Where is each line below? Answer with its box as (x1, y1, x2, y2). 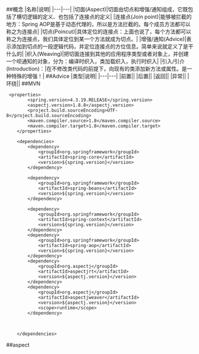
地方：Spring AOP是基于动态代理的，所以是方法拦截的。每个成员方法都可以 (6, 21, 191, 27)
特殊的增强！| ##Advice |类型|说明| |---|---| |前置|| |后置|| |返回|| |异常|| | (11, 72, 189, 80)
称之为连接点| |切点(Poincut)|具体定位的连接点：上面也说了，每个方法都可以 (6, 28, 191, 35)
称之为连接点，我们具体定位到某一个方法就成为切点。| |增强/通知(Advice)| (6, 36, 187, 42)
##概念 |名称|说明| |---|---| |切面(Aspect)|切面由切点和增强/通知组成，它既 (6, 6, 188, 12)
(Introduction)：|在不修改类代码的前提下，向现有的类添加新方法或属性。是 (6, 65, 187, 72)
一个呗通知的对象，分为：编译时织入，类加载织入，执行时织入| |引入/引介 (6, 58, 185, 65)
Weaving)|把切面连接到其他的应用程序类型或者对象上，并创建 (39, 50, 189, 57)
